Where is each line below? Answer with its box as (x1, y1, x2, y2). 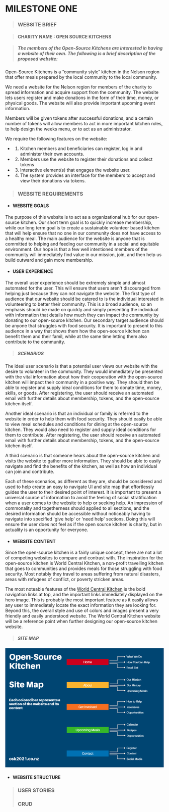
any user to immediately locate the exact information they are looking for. (5, 602, 157, 608)
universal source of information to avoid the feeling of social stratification (5, 494, 157, 500)
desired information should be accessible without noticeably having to (5, 510, 151, 516)
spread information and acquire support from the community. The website (5, 89, 159, 95)
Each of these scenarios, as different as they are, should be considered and (5, 478, 162, 484)
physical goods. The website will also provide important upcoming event (5, 100, 155, 106)
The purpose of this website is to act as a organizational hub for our (5, 214, 146, 220)
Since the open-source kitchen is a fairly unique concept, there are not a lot (5, 549, 162, 556)
